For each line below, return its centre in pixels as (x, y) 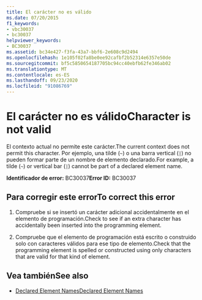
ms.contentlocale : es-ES (38, 75)
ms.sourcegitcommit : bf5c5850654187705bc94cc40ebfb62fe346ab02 (89, 63)
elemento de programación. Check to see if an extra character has (98, 218)
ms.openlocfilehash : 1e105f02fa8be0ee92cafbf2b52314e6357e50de (89, 58)
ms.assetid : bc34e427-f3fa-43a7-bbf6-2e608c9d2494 (72, 52)
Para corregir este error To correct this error (91, 197)
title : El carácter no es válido (49, 12)
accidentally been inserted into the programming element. (88, 225)
